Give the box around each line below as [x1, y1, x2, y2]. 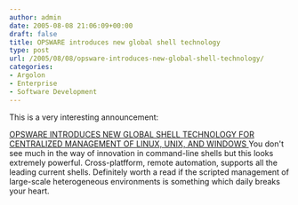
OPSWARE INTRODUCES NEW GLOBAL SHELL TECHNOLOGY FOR [9, 129, 255, 139]
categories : [9, 63, 53, 72]
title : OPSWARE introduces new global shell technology [9, 37, 221, 47]
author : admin [9, 12, 62, 22]
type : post [9, 46, 50, 55]
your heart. [9, 185, 51, 196]
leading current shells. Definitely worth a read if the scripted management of [9, 166, 289, 177]
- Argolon [9, 71, 46, 80]
